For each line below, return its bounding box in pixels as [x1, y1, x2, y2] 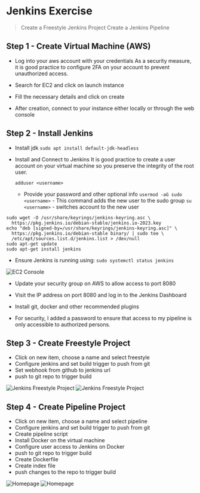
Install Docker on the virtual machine [14, 437, 106, 444]
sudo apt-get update [6, 241, 58, 247]
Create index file [14, 462, 56, 470]
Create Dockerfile [14, 456, 59, 463]
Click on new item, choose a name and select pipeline [14, 418, 147, 425]
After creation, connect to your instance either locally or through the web [14, 105, 195, 112]
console [14, 111, 35, 118]
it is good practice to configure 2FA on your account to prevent [14, 63, 170, 71]
